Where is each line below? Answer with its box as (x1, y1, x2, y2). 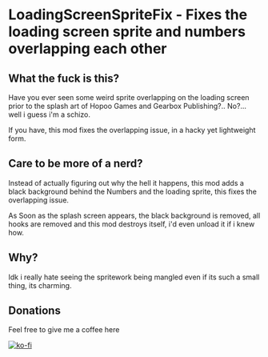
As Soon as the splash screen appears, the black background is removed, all (8, 211, 261, 220)
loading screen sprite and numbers (8, 22, 246, 41)
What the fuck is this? (8, 71, 120, 85)
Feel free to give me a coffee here (8, 325, 120, 335)
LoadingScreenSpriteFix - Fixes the (8, 6, 248, 24)
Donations (8, 304, 62, 318)
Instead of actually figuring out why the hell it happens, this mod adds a (8, 178, 244, 187)
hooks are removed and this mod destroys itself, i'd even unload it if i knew (8, 219, 255, 229)
